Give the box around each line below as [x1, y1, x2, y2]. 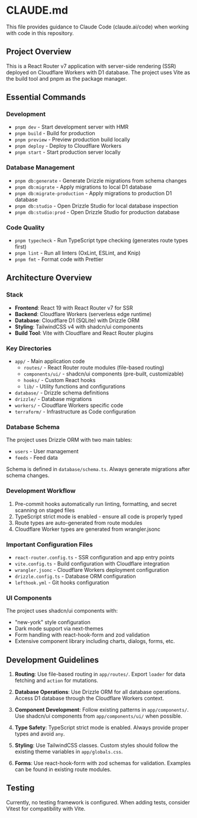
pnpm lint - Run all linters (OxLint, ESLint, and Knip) [14, 250, 141, 257]
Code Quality [6, 223, 45, 231]
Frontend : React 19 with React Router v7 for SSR [14, 304, 133, 311]
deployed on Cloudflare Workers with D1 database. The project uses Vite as [6, 69, 190, 76]
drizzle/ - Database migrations [14, 396, 92, 403]
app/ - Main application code [14, 358, 85, 365]
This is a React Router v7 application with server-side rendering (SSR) [6, 62, 176, 69]
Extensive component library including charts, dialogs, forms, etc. [14, 638, 176, 645]
